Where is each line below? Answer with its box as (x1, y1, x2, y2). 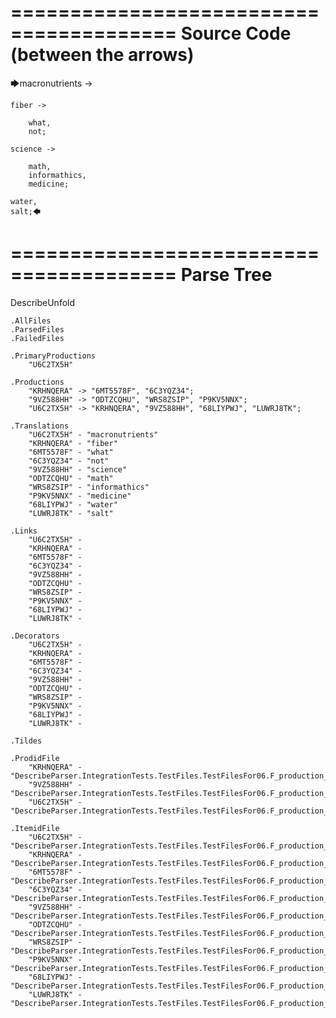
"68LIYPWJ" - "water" (28, 499, 118, 510)
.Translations (10, 421, 70, 431)
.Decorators (10, 631, 60, 641)
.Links (10, 526, 38, 536)
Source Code (180, 22, 292, 45)
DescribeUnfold (10, 296, 76, 308)
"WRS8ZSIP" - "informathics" (28, 482, 150, 492)
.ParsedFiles (10, 324, 65, 335)
